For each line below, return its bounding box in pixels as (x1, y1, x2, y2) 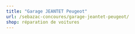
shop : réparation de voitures (6, 19, 80, 25)
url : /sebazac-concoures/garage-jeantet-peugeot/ (6, 14, 130, 20)
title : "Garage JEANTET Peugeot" (6, 8, 88, 14)
